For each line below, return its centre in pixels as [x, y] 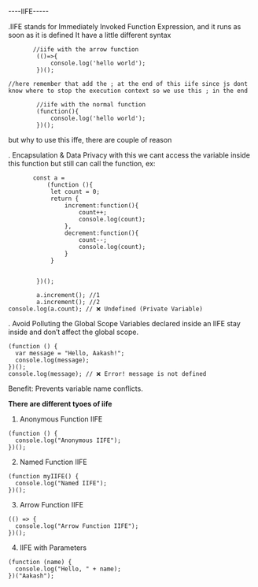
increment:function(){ [101, 206]
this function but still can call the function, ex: [82, 163]
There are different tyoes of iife [60, 404]
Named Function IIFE [53, 462]
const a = [49, 178]
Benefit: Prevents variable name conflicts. [76, 388]
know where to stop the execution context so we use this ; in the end [128, 91]
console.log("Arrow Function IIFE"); [77, 526]
